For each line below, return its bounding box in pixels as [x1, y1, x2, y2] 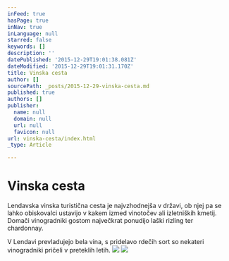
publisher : [7, 102, 39, 109]
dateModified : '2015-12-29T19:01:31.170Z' [7, 63, 134, 70]
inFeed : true [7, 10, 46, 18]
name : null [13, 109, 46, 116]
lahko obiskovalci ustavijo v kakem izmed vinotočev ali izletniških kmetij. [7, 209, 217, 217]
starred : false [7, 37, 52, 44]
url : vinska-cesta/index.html [7, 135, 97, 142]
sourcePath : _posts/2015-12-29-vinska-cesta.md [7, 83, 150, 90]
